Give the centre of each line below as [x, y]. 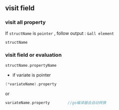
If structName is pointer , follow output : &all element [60, 33]
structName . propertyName [31, 65]
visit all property [25, 22]
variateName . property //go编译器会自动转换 [56, 103]
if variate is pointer [32, 75]
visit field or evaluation [34, 55]
